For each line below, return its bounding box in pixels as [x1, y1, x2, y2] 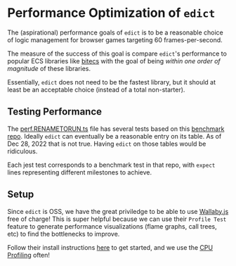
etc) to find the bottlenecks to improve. [7, 229, 120, 238]
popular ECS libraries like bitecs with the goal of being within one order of [7, 56, 221, 65]
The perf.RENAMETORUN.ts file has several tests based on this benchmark [7, 125, 225, 133]
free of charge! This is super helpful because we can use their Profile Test [7, 215, 227, 223]
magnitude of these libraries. [7, 64, 91, 72]
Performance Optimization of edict [7, 5, 216, 21]
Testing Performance [7, 106, 103, 118]
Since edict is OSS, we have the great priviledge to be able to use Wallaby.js [7, 207, 229, 215]
